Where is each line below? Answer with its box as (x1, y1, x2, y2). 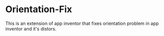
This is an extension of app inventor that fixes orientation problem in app (5, 20, 159, 26)
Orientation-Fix (5, 4, 72, 15)
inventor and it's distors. (5, 25, 57, 31)
